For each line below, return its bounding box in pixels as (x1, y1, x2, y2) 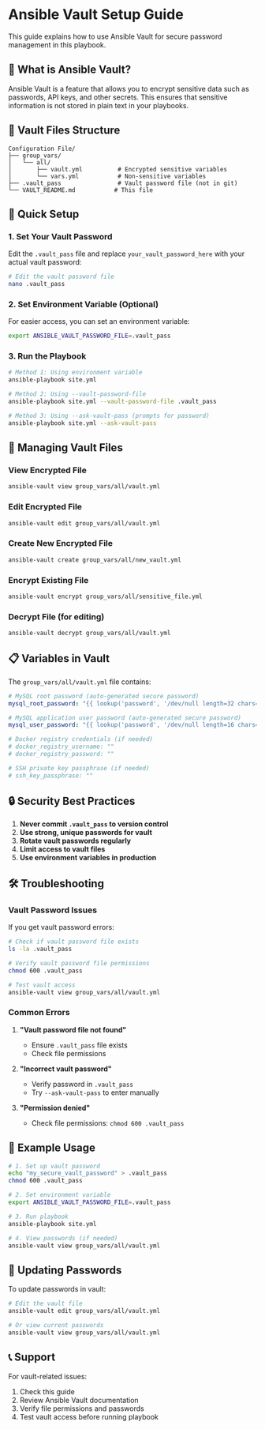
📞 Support (8, 1351, 56, 1364)
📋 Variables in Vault (8, 652, 110, 665)
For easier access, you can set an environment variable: (8, 317, 190, 326)
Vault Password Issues (8, 904, 97, 916)
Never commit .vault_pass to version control (19, 819, 169, 829)
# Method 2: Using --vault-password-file (8, 390, 147, 398)
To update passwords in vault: (8, 1284, 106, 1294)
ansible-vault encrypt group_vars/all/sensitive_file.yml (8, 592, 203, 600)
